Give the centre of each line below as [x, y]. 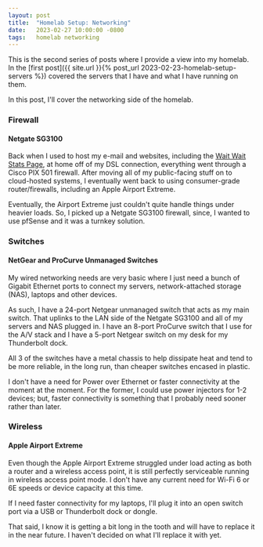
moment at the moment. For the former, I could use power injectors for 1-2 [128, 389]
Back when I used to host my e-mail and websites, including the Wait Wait [127, 156]
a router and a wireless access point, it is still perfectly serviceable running [129, 471]
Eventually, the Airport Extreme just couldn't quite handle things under [121, 205]
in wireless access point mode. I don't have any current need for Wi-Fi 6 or [129, 480]
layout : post [29, 15]
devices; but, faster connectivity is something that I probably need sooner [127, 398]
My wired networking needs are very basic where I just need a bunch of [124, 277]
